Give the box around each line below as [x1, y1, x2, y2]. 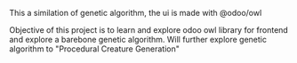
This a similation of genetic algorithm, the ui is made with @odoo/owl [9, 8, 262, 18]
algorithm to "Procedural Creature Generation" [9, 43, 180, 54]
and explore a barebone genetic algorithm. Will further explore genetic [9, 35, 267, 44]
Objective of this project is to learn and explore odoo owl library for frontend [9, 25, 289, 35]
